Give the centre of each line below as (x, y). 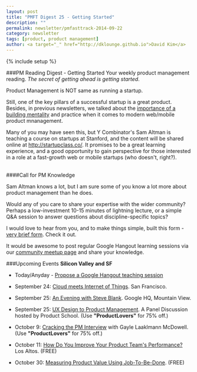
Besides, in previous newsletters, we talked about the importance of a (91, 108)
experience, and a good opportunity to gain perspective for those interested (98, 151)
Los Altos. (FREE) (36, 351)
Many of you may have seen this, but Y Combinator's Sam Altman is (88, 132)
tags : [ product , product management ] (52, 39)
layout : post (22, 12)
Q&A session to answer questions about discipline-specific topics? (87, 217)
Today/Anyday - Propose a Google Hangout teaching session (89, 275)
